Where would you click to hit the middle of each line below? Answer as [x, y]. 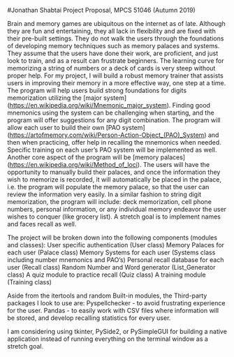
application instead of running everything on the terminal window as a [108, 339]
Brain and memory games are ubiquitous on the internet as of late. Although [116, 23]
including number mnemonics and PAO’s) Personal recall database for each [116, 260]
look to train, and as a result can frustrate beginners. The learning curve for [116, 61]
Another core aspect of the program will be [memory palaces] [96, 157]
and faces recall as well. [42, 224]
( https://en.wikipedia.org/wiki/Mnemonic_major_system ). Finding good [109, 105]
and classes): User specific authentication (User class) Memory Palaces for [116, 245]
